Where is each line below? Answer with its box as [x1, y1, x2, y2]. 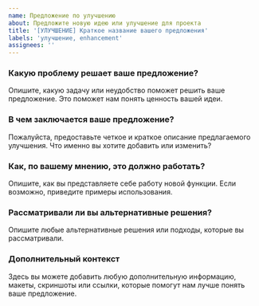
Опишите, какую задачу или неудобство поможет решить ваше [8, 85, 226, 96]
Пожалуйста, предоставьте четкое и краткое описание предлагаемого [8, 132, 251, 142]
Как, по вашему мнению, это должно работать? [8, 160, 206, 171]
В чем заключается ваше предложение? [8, 114, 175, 125]
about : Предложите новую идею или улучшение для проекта [8, 19, 202, 27]
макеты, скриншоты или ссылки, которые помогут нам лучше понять [8, 280, 245, 289]
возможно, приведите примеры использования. [8, 187, 173, 197]
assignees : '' [8, 41, 56, 49]
